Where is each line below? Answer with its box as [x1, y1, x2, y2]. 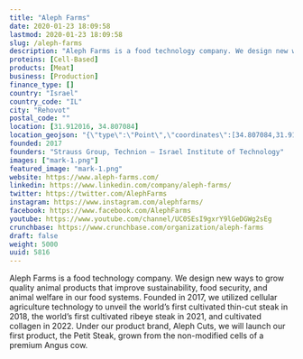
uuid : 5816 [9, 248, 50, 257]
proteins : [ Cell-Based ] [9, 55, 99, 64]
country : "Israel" [9, 88, 78, 97]
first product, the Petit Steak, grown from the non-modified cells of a [9, 330, 264, 341]
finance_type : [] [9, 80, 75, 89]
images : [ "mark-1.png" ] [9, 155, 99, 165]
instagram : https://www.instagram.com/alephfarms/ [9, 198, 204, 207]
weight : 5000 [9, 240, 59, 249]
